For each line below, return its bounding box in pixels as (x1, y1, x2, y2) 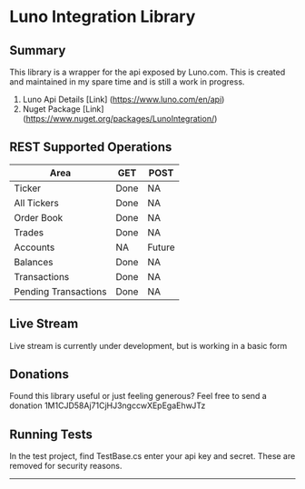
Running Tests (9, 426, 93, 442)
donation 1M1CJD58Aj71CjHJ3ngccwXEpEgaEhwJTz (9, 400, 206, 411)
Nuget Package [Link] (22, 104, 104, 115)
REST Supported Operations (9, 139, 172, 155)
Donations (9, 366, 70, 383)
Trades (14, 225, 44, 238)
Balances (14, 255, 54, 268)
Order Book (14, 211, 64, 224)
